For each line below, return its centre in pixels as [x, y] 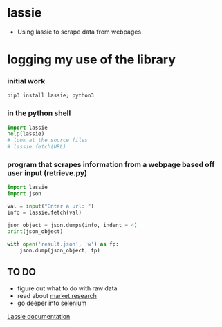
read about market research [57, 296]
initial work [26, 81]
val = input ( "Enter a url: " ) [51, 206]
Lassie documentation [39, 317]
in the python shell [39, 113]
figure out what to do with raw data [67, 288]
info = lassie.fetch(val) [44, 213]
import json [24, 194]
